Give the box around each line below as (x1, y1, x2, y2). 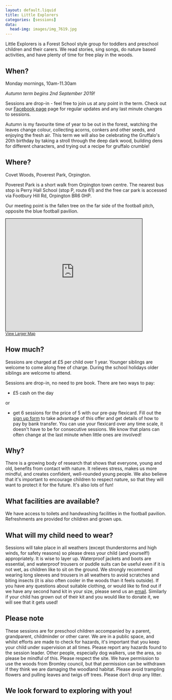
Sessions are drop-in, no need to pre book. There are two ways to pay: (5, 379, 155, 386)
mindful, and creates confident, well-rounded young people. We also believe (5, 471, 167, 477)
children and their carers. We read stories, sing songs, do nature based (5, 46, 156, 52)
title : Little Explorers (5, 12, 59, 17)
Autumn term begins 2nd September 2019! (5, 90, 95, 96)
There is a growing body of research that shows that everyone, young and (5, 460, 162, 466)
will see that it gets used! (5, 599, 58, 605)
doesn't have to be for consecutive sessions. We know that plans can (12, 426, 160, 432)
